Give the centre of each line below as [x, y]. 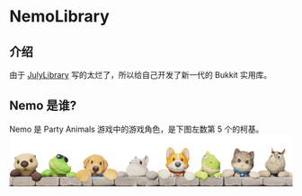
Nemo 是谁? [43, 106]
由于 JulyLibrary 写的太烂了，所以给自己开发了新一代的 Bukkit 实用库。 [141, 75]
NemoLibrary [59, 17]
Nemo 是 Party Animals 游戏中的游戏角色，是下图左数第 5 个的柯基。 [137, 129]
